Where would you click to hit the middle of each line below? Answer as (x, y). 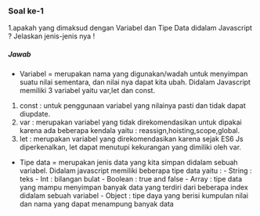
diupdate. (35, 114)
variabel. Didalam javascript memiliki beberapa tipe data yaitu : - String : (135, 171)
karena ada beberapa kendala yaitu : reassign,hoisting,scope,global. (130, 131)
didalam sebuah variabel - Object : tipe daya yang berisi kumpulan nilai (134, 196)
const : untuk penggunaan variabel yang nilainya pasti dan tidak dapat (132, 106)
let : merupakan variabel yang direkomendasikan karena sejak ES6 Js (132, 139)
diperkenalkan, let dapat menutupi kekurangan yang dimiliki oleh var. (130, 147)
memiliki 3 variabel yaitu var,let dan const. (87, 91)
